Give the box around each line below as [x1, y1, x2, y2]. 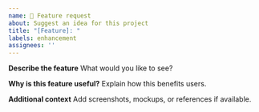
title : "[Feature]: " [8, 26, 81, 34]
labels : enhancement [8, 34, 78, 42]
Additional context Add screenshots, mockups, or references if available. [8, 94, 252, 104]
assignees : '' [8, 42, 56, 50]
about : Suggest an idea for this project [8, 19, 149, 27]
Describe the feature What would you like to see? [8, 63, 173, 73]
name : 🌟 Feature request [8, 11, 91, 20]
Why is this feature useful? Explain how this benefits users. [8, 79, 207, 89]
